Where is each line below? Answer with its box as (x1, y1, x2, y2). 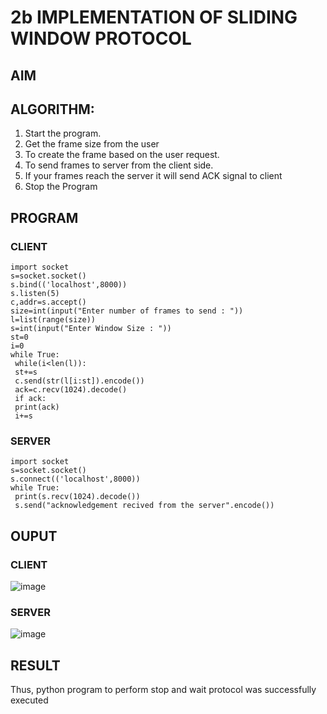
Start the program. (24, 127, 102, 140)
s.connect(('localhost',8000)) (10, 474, 141, 485)
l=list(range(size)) (10, 315, 97, 325)
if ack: (14, 394, 47, 404)
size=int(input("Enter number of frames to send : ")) (10, 306, 244, 316)
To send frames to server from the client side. (24, 159, 214, 171)
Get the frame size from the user (24, 138, 160, 150)
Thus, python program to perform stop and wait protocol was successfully (10, 684, 317, 696)
